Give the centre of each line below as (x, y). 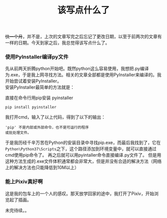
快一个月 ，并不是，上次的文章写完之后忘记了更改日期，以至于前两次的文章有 (83, 37)
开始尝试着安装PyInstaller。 (34, 81)
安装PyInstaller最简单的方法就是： (40, 87)
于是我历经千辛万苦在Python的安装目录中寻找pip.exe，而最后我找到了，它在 (83, 143)
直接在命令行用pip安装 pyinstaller (39, 98)
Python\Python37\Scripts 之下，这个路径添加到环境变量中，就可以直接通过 (81, 149)
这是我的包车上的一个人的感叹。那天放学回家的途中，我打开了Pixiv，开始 (80, 193)
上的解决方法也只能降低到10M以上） (42, 168)
